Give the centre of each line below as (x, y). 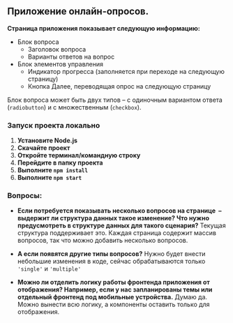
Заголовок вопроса (57, 49)
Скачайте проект (44, 148)
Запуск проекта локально (54, 125)
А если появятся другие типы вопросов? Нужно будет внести (111, 254)
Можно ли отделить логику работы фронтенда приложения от (114, 283)
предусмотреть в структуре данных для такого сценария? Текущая (121, 225)
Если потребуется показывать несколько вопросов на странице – (119, 211)
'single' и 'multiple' (49, 269)
